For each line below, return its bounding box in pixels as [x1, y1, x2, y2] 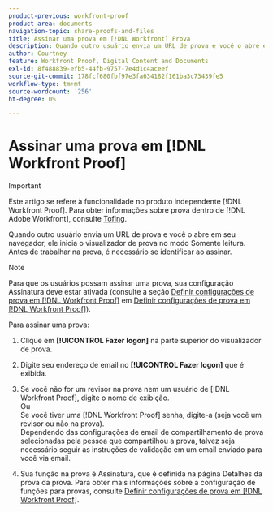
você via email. [19, 454, 71, 463]
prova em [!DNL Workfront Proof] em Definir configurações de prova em [8, 295, 251, 305]
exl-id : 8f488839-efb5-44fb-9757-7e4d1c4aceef [8, 65, 169, 73]
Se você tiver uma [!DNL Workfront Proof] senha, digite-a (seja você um [19, 411, 262, 420]
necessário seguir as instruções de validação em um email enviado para [19, 445, 262, 454]
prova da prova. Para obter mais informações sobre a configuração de [19, 478, 256, 488]
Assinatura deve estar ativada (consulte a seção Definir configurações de [8, 287, 254, 297]
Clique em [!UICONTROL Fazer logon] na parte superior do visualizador [19, 336, 262, 346]
